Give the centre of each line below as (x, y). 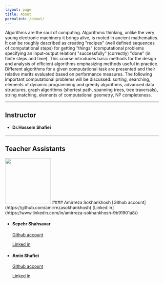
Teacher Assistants (35, 149)
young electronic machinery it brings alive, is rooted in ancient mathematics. (82, 38)
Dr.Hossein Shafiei (31, 127)
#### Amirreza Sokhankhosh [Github (89, 202)
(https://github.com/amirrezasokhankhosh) (48, 207)
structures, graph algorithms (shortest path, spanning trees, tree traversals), (82, 90)
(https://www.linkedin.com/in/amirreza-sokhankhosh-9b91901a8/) (72, 212)
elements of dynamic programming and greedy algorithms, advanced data (80, 85)
